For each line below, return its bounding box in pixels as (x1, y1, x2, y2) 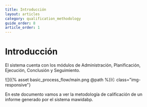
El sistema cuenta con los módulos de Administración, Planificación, (5, 62, 141, 68)
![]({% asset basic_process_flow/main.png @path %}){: (5, 77, 115, 83)
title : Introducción (5, 7, 47, 12)
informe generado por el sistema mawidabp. (5, 97, 93, 103)
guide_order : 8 (5, 20, 36, 26)
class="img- (116, 77, 141, 83)
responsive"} (5, 82, 31, 88)
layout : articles (5, 12, 40, 17)
